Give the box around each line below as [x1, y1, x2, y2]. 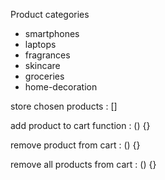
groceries [24, 70, 65, 82]
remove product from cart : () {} [10, 139, 141, 151]
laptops [24, 39, 57, 50]
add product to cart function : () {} [10, 120, 151, 131]
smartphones [24, 28, 80, 39]
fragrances [24, 49, 71, 61]
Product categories [10, 9, 90, 20]
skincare [24, 60, 61, 71]
